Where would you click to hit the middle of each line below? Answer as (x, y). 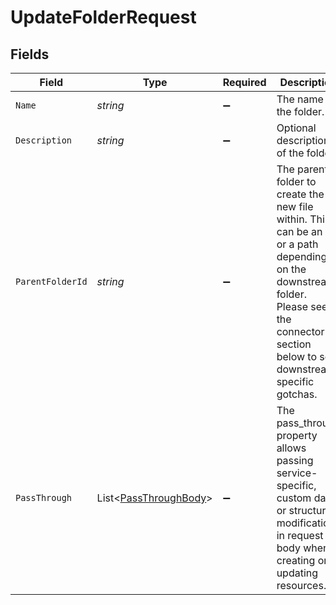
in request (300, 535)
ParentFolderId (51, 281)
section (294, 344)
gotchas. (297, 394)
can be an (299, 231)
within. (292, 219)
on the (291, 269)
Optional (296, 128)
